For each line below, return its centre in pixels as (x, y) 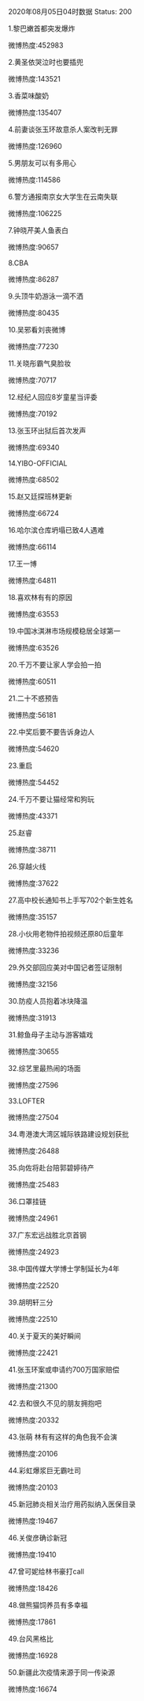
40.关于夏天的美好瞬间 (44, 1336)
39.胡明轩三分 (31, 1302)
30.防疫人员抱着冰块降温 (48, 1001)
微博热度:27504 (33, 1117)
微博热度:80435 (34, 313)
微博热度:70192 (33, 414)
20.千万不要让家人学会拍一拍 (55, 664)
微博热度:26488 (34, 1151)
